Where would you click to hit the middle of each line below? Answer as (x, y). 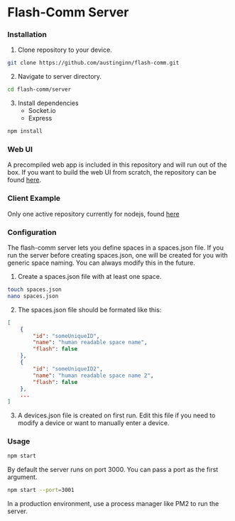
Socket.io (42, 111)
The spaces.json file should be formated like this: (89, 309)
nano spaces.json (33, 296)
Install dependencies (48, 103)
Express (40, 119)
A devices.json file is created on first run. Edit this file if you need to (116, 415)
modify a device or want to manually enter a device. (93, 423)
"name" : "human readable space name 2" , (93, 375)
